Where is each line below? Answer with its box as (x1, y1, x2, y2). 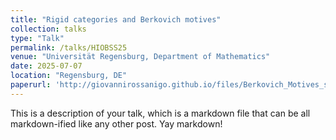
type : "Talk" (10, 33, 65, 43)
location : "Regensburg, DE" (10, 71, 128, 81)
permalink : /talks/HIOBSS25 (10, 42, 128, 53)
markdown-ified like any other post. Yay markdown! (10, 117, 223, 130)
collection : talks (10, 24, 87, 34)
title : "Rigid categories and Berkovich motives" (10, 14, 222, 25)
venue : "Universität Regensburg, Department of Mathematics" (10, 52, 271, 62)
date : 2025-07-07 (10, 61, 83, 71)
